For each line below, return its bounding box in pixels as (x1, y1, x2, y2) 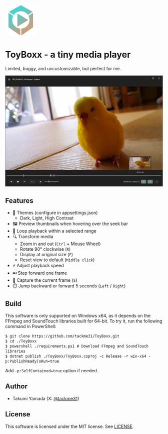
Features (5, 196, 33, 205)
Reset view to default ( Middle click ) (19, 257, 95, 263)
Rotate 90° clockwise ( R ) (19, 246, 71, 252)
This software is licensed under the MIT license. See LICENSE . (5, 423, 134, 429)
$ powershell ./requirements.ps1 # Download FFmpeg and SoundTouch (5, 344, 149, 349)
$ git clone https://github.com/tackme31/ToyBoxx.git (5, 334, 120, 339)
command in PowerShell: (5, 323, 56, 329)
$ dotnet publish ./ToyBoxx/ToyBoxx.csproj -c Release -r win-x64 (5, 354, 146, 359)
